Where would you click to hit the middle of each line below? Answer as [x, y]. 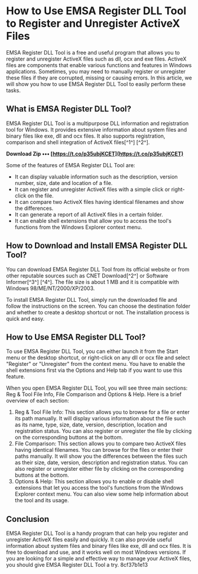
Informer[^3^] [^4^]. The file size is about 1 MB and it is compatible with [92, 282]
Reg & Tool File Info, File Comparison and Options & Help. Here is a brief [94, 394]
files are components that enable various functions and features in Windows [99, 65]
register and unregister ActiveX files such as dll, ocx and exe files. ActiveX [96, 59]
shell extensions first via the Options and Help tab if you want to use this [94, 370]
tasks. [14, 90]
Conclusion [28, 519]
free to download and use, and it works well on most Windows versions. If [96, 552]
